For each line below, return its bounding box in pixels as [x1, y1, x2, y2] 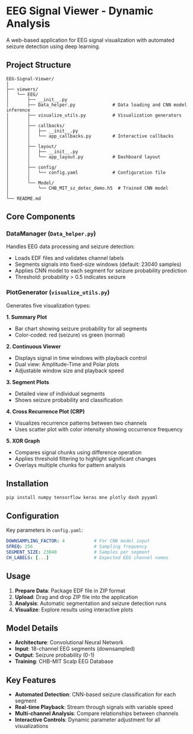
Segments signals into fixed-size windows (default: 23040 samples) [14, 261, 182, 268]
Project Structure [6, 60, 71, 70]
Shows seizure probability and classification [14, 396, 123, 403]
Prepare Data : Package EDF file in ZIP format [14, 587, 126, 594]
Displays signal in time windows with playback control [14, 354, 147, 361]
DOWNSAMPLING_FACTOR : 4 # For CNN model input [6, 538, 150, 544]
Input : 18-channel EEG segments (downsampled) [14, 645, 135, 653]
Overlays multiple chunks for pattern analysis [14, 461, 126, 468]
